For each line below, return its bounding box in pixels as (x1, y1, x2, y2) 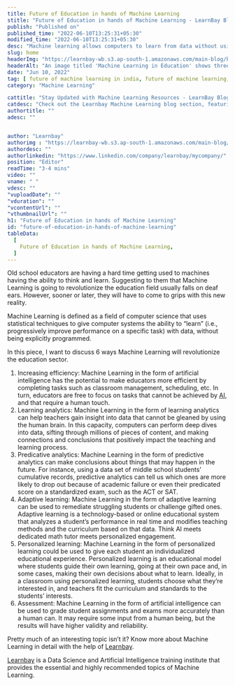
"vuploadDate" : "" (7, 191, 61, 198)
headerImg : (7, 56, 39, 63)
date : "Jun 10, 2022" (7, 69, 71, 76)
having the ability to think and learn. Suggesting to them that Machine (7, 276, 208, 285)
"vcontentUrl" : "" (7, 204, 61, 211)
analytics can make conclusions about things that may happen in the (17, 458, 215, 466)
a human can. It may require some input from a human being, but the (17, 614, 215, 622)
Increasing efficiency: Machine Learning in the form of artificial (17, 369, 199, 378)
